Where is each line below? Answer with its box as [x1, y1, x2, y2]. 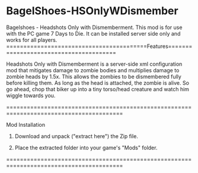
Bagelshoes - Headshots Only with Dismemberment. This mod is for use [6, 24, 183, 31]
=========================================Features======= [6, 43, 193, 50]
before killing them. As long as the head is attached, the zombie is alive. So [6, 79, 190, 86]
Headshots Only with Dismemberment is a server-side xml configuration [6, 60, 183, 68]
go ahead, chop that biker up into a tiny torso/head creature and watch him [6, 85, 190, 92]
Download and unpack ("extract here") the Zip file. [14, 132, 138, 140]
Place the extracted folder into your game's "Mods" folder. [14, 144, 158, 151]
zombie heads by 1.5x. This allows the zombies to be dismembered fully [6, 73, 182, 80]
